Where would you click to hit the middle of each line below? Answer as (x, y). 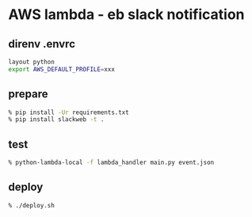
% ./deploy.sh (32, 205)
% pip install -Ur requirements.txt (69, 112)
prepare (28, 94)
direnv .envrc (42, 44)
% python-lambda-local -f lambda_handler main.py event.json (111, 163)
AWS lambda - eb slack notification (126, 15)
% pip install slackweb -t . (56, 120)
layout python (32, 62)
